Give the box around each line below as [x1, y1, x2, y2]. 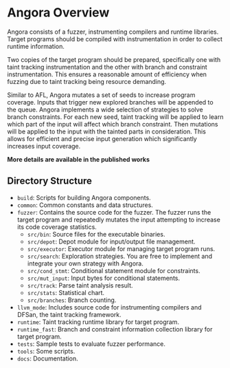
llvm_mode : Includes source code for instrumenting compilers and [16, 303, 202, 311]
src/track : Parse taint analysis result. [27, 281, 133, 290]
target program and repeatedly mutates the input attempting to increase [16, 215, 221, 224]
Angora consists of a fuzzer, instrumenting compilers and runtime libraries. [7, 28, 219, 36]
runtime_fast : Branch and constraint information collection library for [16, 325, 213, 333]
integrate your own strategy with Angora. [27, 259, 144, 268]
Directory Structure [7, 175, 93, 187]
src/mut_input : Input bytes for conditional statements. [27, 274, 181, 282]
